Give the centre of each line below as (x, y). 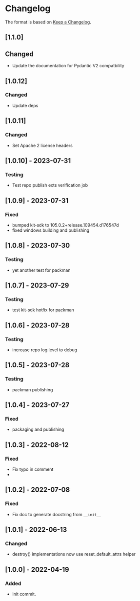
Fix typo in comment (33, 469)
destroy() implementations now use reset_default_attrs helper (74, 554)
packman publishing (32, 390)
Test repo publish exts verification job (50, 185)
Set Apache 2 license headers (42, 145)
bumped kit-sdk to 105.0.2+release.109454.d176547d (65, 225)
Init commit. (24, 594)
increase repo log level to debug (44, 350)
